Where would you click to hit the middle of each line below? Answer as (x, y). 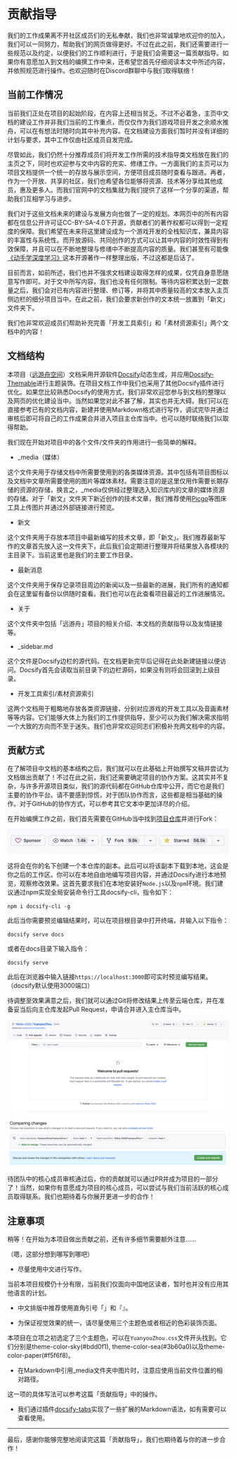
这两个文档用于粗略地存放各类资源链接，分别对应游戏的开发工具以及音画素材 (118, 708)
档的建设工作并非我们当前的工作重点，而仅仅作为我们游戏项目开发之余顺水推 (118, 122)
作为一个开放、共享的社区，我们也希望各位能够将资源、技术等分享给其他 (112, 181)
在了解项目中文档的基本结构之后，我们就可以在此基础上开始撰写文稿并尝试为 (118, 769)
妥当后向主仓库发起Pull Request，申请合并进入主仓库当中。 (99, 1009)
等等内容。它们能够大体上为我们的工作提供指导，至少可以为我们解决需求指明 (118, 717)
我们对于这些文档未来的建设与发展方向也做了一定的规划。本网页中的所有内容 (118, 213)
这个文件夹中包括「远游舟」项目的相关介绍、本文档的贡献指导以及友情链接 (115, 623)
